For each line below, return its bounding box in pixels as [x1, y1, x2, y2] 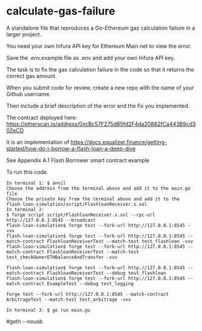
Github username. [6, 90, 51, 97]
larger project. [6, 30, 42, 38]
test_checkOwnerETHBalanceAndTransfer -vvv [6, 254, 118, 260]
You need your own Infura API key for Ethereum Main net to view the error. [6, 42, 192, 50]
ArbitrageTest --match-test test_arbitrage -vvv [6, 297, 131, 303]
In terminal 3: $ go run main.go [6, 307, 91, 313]
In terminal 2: [6, 206, 45, 212]
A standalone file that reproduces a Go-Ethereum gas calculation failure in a [6, 24, 195, 31]
